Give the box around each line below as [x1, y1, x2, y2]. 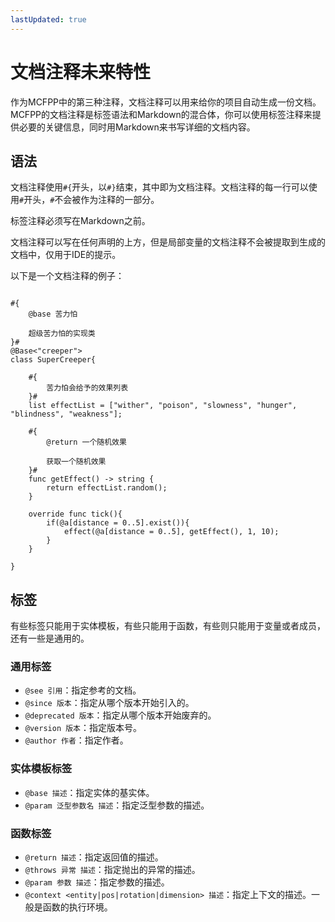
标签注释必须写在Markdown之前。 [10, 215, 151, 227]
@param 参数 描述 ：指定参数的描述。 [24, 876, 170, 888]
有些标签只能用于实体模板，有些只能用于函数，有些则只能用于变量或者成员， [10, 620, 326, 632]
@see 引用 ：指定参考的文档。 [24, 684, 142, 696]
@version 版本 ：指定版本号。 [24, 722, 143, 734]
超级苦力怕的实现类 [28, 329, 96, 339]
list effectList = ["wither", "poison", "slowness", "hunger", [28, 401, 298, 411]
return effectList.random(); [46, 483, 168, 493]
